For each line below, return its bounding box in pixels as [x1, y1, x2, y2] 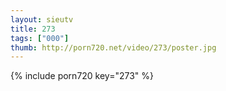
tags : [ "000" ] [10, 33, 70, 43]
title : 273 [10, 24, 56, 34]
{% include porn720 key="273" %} [10, 70, 155, 82]
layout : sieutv [10, 14, 74, 25]
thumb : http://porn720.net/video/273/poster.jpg [10, 42, 217, 53]
